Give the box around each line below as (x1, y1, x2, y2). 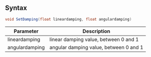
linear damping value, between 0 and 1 (49, 36, 139, 43)
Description (82, 28, 111, 35)
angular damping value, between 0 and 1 (49, 44, 144, 51)
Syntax (5, 4, 27, 12)
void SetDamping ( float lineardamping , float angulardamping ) (5, 17, 132, 21)
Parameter (14, 28, 39, 35)
